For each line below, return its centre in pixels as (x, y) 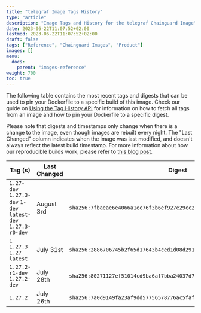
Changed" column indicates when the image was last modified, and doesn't (99, 139)
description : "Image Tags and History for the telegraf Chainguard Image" (101, 23)
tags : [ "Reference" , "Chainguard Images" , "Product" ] (75, 45)
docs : (19, 62)
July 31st (50, 250)
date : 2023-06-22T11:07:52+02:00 (48, 28)
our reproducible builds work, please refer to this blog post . (79, 152)
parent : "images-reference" (52, 67)
